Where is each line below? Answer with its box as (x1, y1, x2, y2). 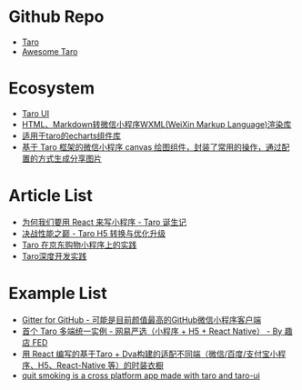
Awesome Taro (21, 45, 78, 56)
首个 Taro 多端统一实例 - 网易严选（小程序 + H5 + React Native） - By (21, 325, 283, 336)
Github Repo (8, 6, 105, 27)
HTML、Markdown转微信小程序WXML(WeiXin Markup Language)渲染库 (21, 118, 292, 129)
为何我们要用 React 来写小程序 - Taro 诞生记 (21, 216, 187, 227)
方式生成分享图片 (37, 153, 102, 164)
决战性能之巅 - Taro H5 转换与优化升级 (21, 227, 166, 238)
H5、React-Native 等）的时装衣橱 (37, 359, 165, 370)
